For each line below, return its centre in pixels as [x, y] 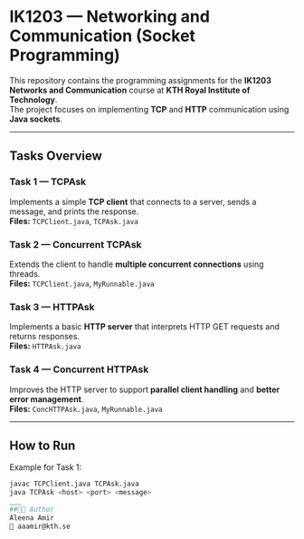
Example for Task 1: [46, 467]
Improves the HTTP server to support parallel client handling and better [145, 389]
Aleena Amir [32, 518]
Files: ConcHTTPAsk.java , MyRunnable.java [86, 408]
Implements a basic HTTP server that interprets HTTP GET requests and [145, 327]
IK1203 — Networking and [110, 17]
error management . [47, 399]
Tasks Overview [56, 156]
